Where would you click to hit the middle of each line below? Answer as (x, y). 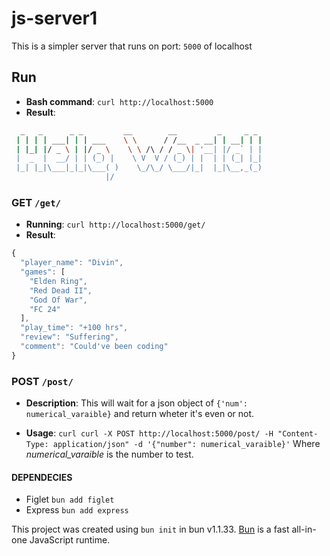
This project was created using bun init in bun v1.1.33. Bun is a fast (150, 529)
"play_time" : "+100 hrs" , (74, 328)
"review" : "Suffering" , (69, 337)
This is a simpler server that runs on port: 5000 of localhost (132, 46)
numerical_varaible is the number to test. (109, 454)
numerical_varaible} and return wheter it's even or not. (140, 414)
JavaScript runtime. (70, 540)
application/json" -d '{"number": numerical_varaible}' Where (186, 444)
